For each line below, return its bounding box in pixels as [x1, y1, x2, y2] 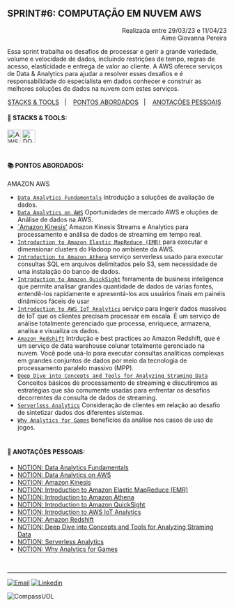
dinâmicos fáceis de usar [17, 297, 90, 305]
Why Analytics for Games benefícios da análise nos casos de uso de [17, 416, 214, 424]
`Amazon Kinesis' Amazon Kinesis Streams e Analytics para [17, 222, 189, 231]
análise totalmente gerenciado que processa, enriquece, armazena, [17, 319, 211, 328]
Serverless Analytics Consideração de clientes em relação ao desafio [17, 400, 221, 409]
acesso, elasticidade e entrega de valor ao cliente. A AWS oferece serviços [7, 61, 223, 71]
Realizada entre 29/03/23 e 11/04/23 [121, 26, 227, 34]
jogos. [17, 423, 36, 431]
